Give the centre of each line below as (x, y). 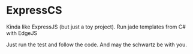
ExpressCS (34, 10)
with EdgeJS (22, 33)
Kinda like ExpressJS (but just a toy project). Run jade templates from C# (96, 27)
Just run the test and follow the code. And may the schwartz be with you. (97, 45)
